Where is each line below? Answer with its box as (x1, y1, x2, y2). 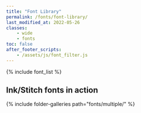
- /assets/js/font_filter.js (16, 52, 88, 58)
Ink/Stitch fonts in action (6, 85, 99, 95)
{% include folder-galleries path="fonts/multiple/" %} (6, 101, 135, 108)
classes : (6, 25, 28, 31)
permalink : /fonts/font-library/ (6, 14, 88, 20)
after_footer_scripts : (6, 47, 62, 53)
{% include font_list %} (6, 68, 62, 75)
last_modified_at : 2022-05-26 (6, 19, 80, 25)
